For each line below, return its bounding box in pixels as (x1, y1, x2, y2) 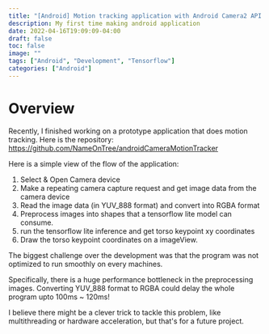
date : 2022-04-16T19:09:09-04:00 (8, 27, 121, 35)
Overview (8, 99, 75, 117)
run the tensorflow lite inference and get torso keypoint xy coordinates (19, 226, 255, 235)
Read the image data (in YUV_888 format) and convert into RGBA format (19, 200, 260, 210)
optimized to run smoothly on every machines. (8, 259, 163, 268)
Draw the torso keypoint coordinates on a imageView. (19, 235, 198, 244)
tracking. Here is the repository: (8, 134, 115, 144)
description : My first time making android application (8, 19, 200, 27)
